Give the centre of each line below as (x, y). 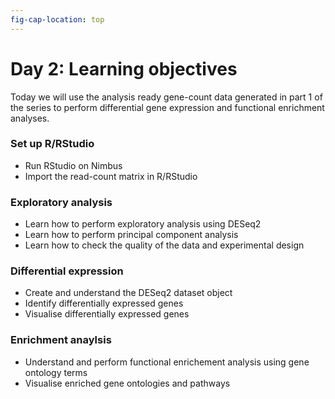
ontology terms (56, 372)
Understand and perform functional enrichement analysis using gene (167, 362)
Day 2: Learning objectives (124, 68)
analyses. (30, 118)
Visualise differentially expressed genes (107, 314)
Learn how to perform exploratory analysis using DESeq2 (143, 224)
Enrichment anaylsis (61, 340)
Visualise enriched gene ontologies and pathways (127, 383)
